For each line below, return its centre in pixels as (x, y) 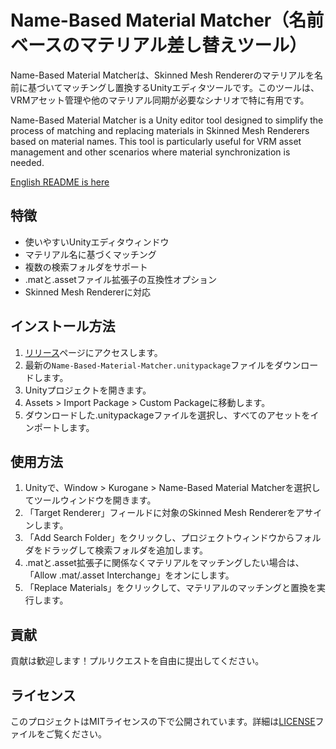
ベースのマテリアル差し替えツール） (159, 45)
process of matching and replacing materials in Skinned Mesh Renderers (160, 130)
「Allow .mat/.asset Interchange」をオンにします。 (129, 575)
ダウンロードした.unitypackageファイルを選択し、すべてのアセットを (167, 415)
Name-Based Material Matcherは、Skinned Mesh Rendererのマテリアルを (162, 75)
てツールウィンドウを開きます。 (90, 500)
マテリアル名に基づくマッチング (90, 254)
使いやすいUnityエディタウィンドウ (97, 242)
